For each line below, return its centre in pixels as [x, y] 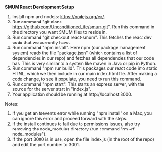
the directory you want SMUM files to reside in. [60, 32]
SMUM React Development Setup [40, 7]
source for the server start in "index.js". [52, 89]
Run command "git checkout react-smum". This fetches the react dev [82, 37]
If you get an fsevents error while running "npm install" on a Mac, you [82, 113]
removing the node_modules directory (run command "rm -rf [73, 129]
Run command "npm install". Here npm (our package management [79, 48]
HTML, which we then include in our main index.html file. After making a [84, 74]
